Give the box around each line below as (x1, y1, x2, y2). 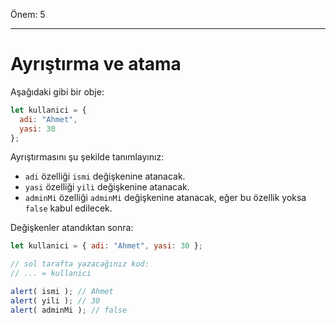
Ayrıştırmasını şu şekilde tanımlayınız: (10, 151, 165, 163)
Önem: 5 (10, 9, 46, 20)
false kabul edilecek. (24, 202, 113, 214)
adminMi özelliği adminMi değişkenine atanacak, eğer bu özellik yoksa (24, 192, 307, 204)
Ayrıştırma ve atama (10, 53, 182, 76)
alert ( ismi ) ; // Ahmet (10, 287, 114, 297)
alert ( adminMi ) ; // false (10, 305, 128, 315)
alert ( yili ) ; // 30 (10, 295, 101, 306)
